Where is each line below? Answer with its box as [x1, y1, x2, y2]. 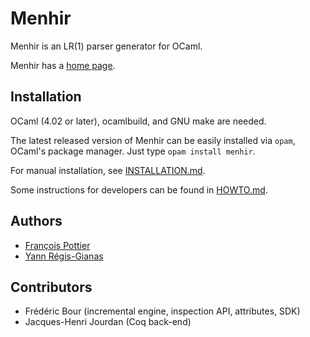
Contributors [10, 278, 93, 296]
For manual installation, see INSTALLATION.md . [10, 164, 206, 176]
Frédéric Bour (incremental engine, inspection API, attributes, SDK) [24, 305, 301, 317]
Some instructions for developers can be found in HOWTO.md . [10, 183, 268, 196]
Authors [10, 213, 63, 230]
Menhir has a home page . [10, 59, 116, 71]
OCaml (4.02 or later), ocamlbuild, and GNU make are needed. [10, 115, 267, 127]
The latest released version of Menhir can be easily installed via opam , [10, 134, 296, 146]
